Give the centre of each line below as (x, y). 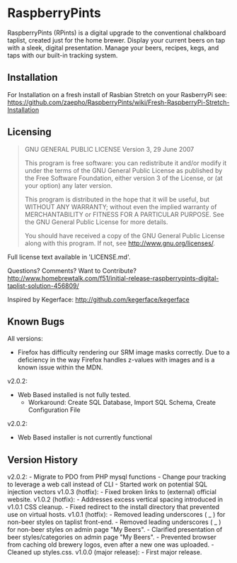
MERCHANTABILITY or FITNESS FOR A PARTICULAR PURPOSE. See (124, 214)
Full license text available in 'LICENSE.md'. (69, 257)
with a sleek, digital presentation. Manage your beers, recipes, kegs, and (113, 48)
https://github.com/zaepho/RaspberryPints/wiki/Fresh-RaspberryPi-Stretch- (118, 102)
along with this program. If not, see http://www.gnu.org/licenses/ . (120, 243)
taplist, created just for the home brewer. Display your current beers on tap (116, 40)
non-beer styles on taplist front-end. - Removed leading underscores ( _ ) (114, 522)
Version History (42, 460)
